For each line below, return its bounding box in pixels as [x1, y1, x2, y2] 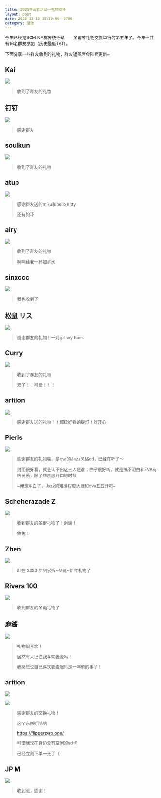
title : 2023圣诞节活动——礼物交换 [5, 7, 66, 12]
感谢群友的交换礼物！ [16, 710, 60, 716]
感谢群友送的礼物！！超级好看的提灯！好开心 [16, 419, 107, 425]
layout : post [5, 12, 32, 17]
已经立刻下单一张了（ [16, 751, 60, 757]
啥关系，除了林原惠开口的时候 [16, 473, 77, 478]
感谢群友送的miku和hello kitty [16, 201, 76, 207]
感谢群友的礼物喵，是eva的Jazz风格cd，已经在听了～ [16, 456, 124, 462]
